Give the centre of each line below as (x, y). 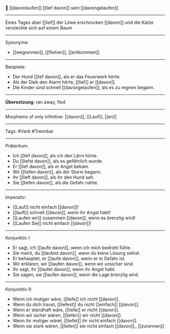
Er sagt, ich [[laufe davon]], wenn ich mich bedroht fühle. (72, 248)
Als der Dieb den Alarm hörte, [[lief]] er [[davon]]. (64, 82)
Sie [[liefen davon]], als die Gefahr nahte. (55, 182)
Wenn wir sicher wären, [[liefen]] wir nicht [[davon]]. (67, 315)
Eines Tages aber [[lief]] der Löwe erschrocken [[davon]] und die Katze (79, 22)
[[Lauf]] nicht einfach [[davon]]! (46, 207)
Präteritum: (17, 146)
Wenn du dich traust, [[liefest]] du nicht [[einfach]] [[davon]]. (76, 304)
